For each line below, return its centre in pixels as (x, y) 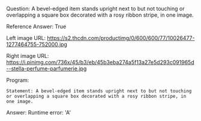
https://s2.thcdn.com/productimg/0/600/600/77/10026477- (121, 38)
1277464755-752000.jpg (37, 44)
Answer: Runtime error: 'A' (38, 112)
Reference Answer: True (36, 27)
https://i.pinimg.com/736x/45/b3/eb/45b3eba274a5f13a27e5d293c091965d (100, 62)
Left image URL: (26, 38)
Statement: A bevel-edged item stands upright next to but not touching (99, 91)
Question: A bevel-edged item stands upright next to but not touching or (95, 9)
